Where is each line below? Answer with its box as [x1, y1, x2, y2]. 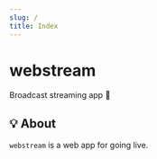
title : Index [9, 22, 59, 31]
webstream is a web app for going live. [9, 140, 149, 151]
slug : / [9, 13, 39, 22]
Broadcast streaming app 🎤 [9, 90, 111, 101]
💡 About [9, 116, 57, 131]
